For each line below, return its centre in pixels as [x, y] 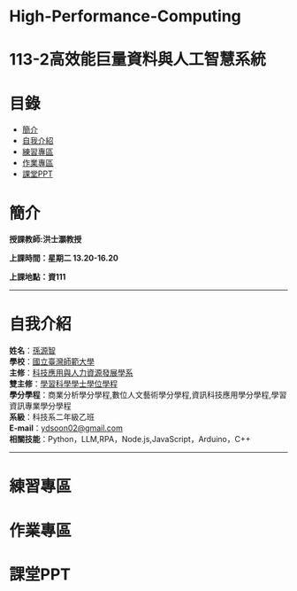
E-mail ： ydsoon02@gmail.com [66, 428]
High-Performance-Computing [125, 16]
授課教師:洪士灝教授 [46, 239]
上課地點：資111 [38, 277]
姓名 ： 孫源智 [32, 351]
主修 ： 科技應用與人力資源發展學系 [71, 373]
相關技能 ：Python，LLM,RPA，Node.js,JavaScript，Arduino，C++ [130, 439]
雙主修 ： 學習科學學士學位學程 [63, 384]
